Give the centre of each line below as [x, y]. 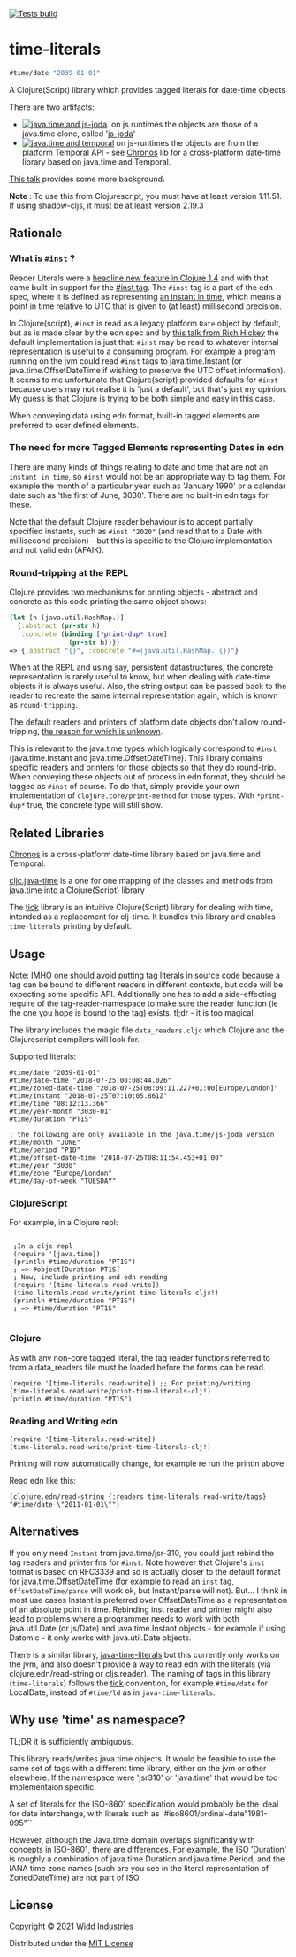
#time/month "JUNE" [45, 1143]
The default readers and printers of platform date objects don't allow [134, 722]
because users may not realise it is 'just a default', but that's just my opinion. [148, 388]
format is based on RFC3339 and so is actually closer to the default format [145, 1571]
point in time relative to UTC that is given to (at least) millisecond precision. [146, 306]
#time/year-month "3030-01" [61, 1112]
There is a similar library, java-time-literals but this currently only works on [144, 1654]
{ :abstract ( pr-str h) [59, 625]
